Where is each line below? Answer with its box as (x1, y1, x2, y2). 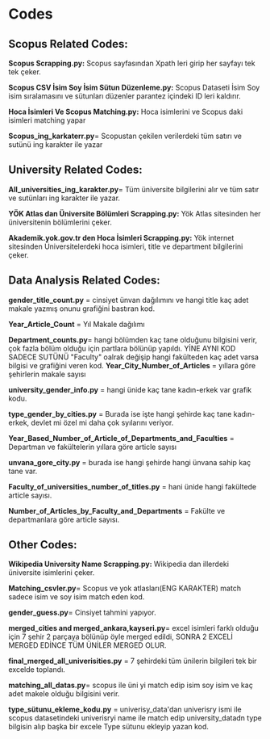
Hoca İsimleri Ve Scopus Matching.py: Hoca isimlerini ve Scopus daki (8, 107, 243, 116)
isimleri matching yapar (8, 115, 86, 125)
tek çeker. (8, 67, 42, 77)
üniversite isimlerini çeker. (8, 568, 95, 577)
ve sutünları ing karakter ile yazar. (8, 193, 121, 203)
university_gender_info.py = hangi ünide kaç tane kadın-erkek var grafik (8, 384, 252, 394)
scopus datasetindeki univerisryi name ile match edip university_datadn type (8, 713, 262, 723)
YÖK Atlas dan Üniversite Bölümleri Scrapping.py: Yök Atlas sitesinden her (8, 208, 261, 218)
